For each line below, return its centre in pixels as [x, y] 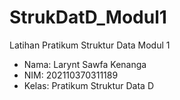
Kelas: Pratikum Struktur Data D [89, 85]
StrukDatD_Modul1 [88, 17]
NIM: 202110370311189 [71, 75]
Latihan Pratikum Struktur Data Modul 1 [90, 45]
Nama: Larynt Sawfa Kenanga [85, 64]
